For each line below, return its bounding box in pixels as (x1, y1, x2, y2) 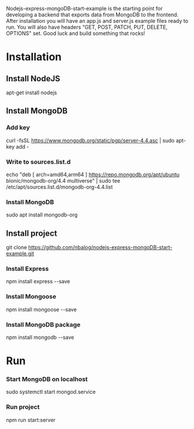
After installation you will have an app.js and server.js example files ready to (6, 18, 189, 24)
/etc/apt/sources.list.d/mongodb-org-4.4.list (6, 183, 113, 190)
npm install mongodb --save (6, 334, 74, 341)
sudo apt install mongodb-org (6, 211, 78, 218)
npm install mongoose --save (6, 306, 77, 313)
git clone (6, 244, 27, 251)
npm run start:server (6, 416, 56, 423)
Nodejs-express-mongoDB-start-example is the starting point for (6, 5, 163, 12)
